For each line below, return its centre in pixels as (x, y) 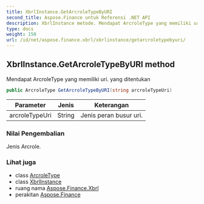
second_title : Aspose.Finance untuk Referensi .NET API (78, 18)
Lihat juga (21, 162)
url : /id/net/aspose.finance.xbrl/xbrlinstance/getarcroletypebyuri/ (96, 40)
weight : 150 (21, 35)
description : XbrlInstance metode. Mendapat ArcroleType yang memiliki (99, 23)
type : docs (20, 29)
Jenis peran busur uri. (112, 115)
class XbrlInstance (38, 182)
